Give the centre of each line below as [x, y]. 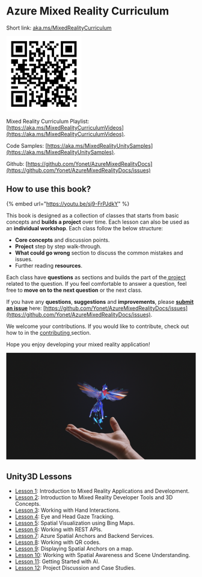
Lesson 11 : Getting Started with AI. [57, 561]
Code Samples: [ [27, 145]
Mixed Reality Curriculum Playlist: [48, 121]
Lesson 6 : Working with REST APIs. [59, 529]
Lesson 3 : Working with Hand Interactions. [68, 510]
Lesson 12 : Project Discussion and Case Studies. [75, 568]
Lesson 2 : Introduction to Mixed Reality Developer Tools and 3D [94, 497]
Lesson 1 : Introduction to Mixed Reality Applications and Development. [102, 491]
